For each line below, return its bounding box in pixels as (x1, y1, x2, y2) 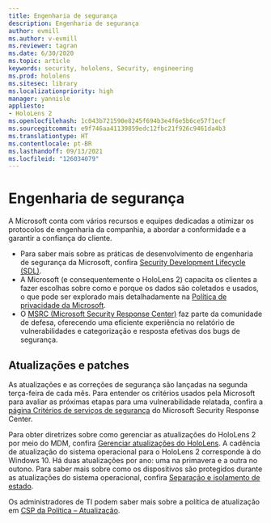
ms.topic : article (8, 57, 70, 65)
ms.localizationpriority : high (8, 86, 114, 95)
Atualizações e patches (8, 358, 129, 372)
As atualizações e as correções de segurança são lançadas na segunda (8, 380, 248, 389)
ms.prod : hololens (8, 72, 70, 80)
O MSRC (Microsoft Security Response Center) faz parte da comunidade (19, 309, 263, 319)
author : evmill (8, 27, 60, 35)
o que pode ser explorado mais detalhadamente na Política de (19, 292, 227, 302)
